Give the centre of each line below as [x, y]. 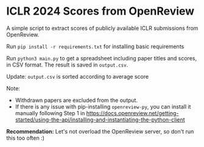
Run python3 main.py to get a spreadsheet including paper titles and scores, [101, 58]
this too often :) [25, 138]
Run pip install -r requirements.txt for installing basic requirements [95, 46]
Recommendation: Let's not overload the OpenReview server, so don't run [100, 131]
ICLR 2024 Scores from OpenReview [100, 11]
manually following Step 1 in [50, 113]
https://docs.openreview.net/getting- [132, 113]
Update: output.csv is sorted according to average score [78, 76]
